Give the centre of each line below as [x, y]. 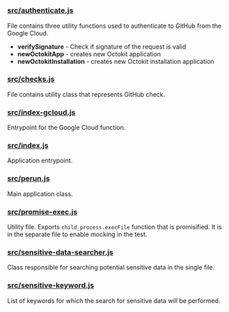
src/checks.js [31, 79]
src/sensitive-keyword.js [51, 286]
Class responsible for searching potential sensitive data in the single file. [111, 268]
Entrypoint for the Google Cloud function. [66, 128]
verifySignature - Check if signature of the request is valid [102, 47]
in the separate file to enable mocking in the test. [77, 234]
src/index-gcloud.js [41, 112]
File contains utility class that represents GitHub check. [86, 94]
